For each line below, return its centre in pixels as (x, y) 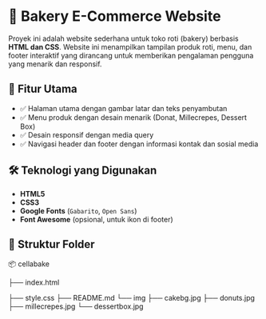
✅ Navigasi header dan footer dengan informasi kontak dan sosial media (139, 144)
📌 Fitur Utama (43, 89)
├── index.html (34, 282)
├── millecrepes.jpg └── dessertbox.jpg (76, 306)
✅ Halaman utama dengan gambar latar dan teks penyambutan (123, 108)
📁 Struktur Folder (52, 244)
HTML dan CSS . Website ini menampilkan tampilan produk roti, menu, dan (130, 46)
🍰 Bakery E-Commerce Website (115, 16)
